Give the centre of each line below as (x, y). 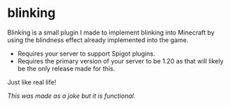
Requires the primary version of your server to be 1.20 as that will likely (120, 61)
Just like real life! (32, 82)
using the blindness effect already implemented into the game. (98, 39)
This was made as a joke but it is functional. (71, 96)
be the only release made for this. (66, 68)
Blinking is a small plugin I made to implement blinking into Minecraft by (111, 32)
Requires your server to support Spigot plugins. (86, 53)
